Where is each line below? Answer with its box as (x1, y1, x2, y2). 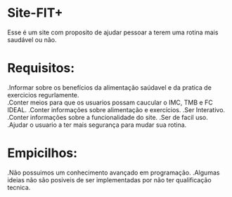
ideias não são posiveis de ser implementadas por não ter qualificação (7, 175, 212, 184)
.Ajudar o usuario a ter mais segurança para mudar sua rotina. (7, 121, 187, 129)
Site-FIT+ (7, 5, 63, 21)
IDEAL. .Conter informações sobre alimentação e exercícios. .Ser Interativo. (7, 105, 226, 114)
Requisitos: (7, 60, 75, 76)
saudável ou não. (7, 35, 58, 43)
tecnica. (7, 183, 31, 191)
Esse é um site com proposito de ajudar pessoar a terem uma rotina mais (7, 28, 219, 36)
